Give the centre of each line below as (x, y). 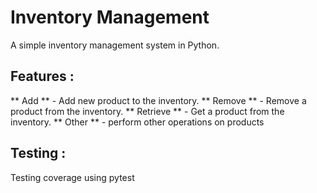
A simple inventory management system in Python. (115, 45)
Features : (42, 76)
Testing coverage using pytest (72, 177)
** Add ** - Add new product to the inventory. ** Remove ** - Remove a (158, 100)
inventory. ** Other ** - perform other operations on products (137, 122)
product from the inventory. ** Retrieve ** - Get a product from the (147, 111)
